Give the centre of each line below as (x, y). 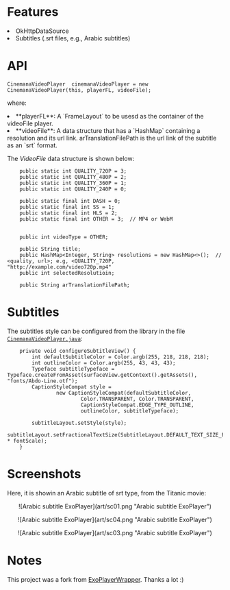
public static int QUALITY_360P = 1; (73, 183)
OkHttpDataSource (43, 31)
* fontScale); (27, 441)
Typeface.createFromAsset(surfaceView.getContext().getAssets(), (102, 375)
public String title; (50, 249)
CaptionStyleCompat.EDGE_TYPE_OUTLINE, (137, 405)
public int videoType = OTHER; (64, 237)
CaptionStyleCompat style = (72, 387)
